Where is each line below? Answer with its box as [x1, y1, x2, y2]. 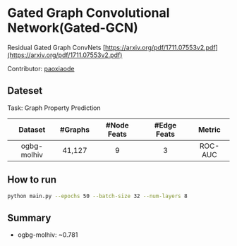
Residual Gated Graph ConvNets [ [7, 43, 106, 51]
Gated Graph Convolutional [7, 5, 170, 21]
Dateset [7, 85, 43, 97]
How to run [7, 174, 57, 186]
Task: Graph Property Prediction [7, 104, 101, 112]
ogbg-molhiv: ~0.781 [17, 230, 78, 239]
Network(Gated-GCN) [7, 20, 139, 36]
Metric [197, 125, 221, 135]
